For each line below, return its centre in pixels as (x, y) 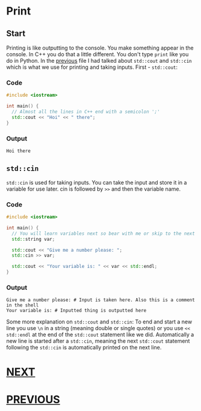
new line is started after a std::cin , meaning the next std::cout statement (98, 341)
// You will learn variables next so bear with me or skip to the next (104, 234)
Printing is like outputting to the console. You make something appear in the (100, 48)
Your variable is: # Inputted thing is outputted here (76, 311)
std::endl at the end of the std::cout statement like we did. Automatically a (100, 335)
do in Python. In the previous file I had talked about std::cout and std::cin (99, 61)
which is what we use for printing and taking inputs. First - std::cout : (92, 67)
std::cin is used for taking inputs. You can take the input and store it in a (97, 182)
